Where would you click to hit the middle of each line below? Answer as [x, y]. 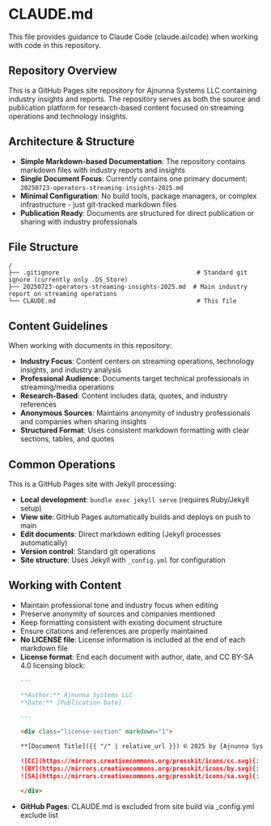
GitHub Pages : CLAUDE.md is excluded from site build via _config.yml [137, 806]
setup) [31, 508]
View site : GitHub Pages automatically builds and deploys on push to [135, 517]
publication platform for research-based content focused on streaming [126, 107]
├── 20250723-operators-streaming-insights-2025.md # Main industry [128, 287]
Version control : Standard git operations [88, 551]
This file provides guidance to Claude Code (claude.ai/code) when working [133, 37]
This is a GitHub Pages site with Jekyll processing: [92, 484]
